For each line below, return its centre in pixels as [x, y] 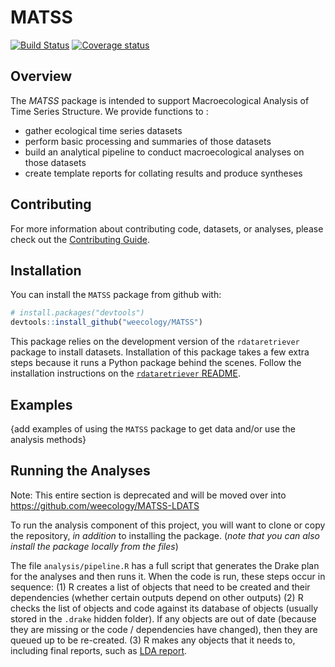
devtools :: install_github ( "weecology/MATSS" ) [106, 322]
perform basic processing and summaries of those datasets [148, 141]
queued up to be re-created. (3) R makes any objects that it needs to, [153, 640]
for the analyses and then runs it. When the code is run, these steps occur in [168, 576]
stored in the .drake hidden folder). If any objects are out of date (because [163, 618]
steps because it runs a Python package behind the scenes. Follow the [156, 363]
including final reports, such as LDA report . [99, 650]
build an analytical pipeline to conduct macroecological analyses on [164, 152]
